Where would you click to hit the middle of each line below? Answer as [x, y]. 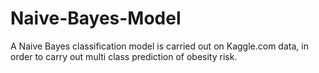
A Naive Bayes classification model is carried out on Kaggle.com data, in [159, 46]
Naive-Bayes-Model [96, 18]
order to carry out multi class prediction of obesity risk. [124, 56]
